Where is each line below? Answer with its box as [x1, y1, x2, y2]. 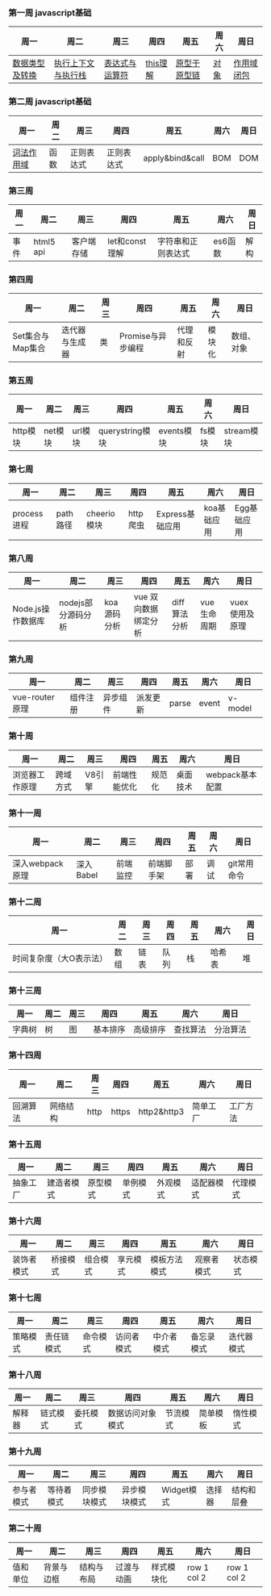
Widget [161, 1485, 190, 1496]
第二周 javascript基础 [8, 96, 92, 107]
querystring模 [98, 425, 151, 437]
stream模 [223, 425, 259, 437]
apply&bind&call [143, 152, 205, 163]
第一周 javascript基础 [8, 6, 92, 18]
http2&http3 [138, 1105, 185, 1117]
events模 [158, 425, 192, 437]
